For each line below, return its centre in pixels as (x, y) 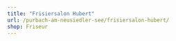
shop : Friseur (28, 26)
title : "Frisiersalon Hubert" (51, 14)
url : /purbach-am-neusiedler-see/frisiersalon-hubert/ (88, 20)
